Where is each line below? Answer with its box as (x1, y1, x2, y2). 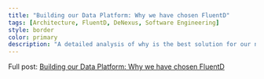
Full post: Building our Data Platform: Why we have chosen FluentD (8, 62, 225, 71)
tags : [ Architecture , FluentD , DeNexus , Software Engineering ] (8, 19, 220, 27)
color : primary (8, 33, 58, 41)
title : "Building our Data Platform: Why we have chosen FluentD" (8, 11, 230, 20)
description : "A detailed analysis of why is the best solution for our (8, 41, 251, 48)
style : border (8, 26, 55, 34)
